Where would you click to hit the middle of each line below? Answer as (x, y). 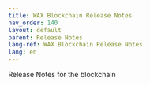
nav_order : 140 (33, 23)
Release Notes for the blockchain (62, 74)
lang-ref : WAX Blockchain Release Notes (76, 45)
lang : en (22, 52)
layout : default (35, 30)
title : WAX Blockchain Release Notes (70, 15)
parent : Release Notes (45, 37)
